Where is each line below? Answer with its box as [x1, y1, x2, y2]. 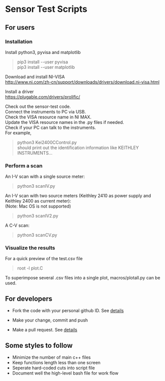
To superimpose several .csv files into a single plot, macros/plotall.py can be [5, 275, 161, 281]
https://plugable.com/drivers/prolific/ [5, 94, 80, 100]
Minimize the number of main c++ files [12, 354, 91, 360]
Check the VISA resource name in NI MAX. [5, 114, 92, 120]
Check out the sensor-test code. [5, 103, 71, 109]
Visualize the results [5, 244, 55, 251]
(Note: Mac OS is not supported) [5, 203, 71, 209]
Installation [5, 38, 33, 45]
